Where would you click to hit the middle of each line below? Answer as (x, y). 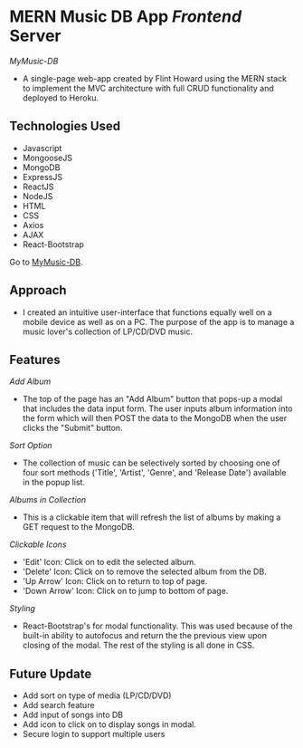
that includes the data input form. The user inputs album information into (157, 408)
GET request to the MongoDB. (79, 527)
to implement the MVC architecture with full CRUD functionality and (148, 88)
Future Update (51, 673)
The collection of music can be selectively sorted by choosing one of (151, 463)
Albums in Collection (48, 500)
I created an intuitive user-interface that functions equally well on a (147, 312)
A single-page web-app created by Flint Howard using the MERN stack (155, 78)
